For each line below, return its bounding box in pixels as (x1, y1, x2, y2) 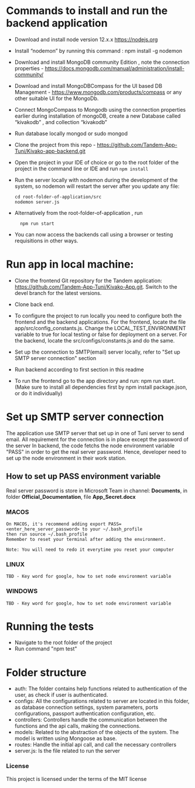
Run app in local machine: (6, 258, 134, 271)
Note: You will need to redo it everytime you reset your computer (6, 546, 175, 553)
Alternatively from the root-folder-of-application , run (14, 209, 143, 216)
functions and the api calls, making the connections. (14, 722, 141, 729)
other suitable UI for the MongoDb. (14, 95, 99, 102)
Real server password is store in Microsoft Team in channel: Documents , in (6, 487, 188, 494)
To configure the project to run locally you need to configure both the (14, 312, 182, 319)
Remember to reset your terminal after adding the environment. (6, 536, 166, 542)
